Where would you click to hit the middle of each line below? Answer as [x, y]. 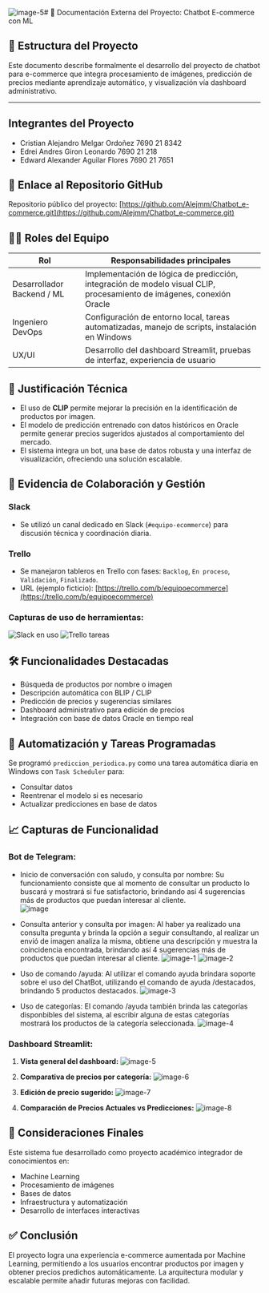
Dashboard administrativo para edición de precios [102, 710]
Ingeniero [30, 322]
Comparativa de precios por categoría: [86, 1077]
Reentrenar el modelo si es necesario [81, 795]
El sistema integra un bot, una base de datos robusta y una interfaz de [136, 451]
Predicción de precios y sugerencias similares [96, 702]
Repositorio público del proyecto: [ [65, 204]
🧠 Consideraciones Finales [76, 1133]
